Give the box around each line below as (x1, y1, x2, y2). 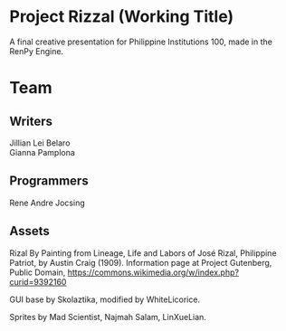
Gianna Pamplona (9, 147, 75, 157)
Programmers (9, 174, 89, 189)
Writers (9, 113, 52, 128)
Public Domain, (9, 267, 66, 278)
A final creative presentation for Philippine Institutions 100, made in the (9, 36, 273, 47)
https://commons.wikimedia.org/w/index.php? (67, 267, 240, 278)
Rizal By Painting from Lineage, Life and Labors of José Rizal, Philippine (9, 247, 278, 259)
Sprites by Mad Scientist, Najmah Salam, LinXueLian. (9, 311, 206, 322)
